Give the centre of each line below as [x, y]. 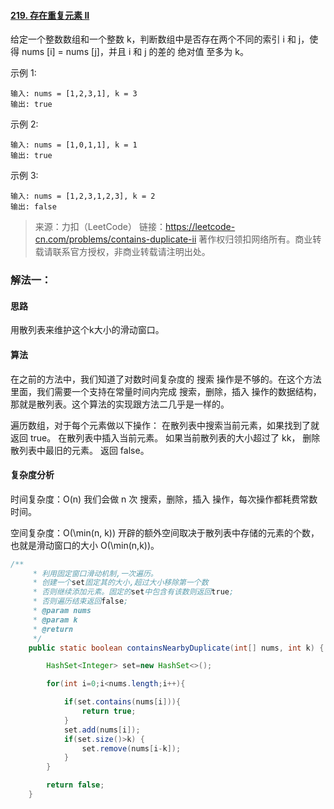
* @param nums [62, 611]
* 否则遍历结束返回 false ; [80, 601]
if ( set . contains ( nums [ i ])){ [122, 702]
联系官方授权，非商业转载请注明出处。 [131, 252]
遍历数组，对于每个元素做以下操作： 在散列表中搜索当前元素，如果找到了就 [165, 425]
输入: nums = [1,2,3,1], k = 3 [74, 94]
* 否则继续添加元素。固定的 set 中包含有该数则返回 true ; [133, 592]
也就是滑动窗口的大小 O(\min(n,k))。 [85, 545]
